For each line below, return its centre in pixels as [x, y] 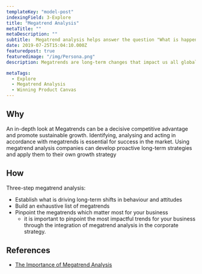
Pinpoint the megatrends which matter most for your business [91, 212]
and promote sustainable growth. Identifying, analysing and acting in [91, 135]
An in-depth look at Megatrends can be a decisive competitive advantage [97, 129]
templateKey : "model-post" [40, 12]
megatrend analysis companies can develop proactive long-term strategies [99, 148]
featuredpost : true [31, 51]
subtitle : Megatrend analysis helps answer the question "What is [93, 40]
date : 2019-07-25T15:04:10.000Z [47, 46]
